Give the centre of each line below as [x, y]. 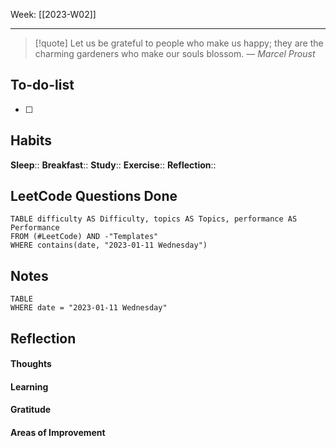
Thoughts [31, 364]
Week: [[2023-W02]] [53, 14]
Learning [29, 386]
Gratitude [31, 410]
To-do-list [42, 85]
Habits [31, 140]
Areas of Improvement [58, 433]
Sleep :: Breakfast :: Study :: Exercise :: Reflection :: [113, 165]
